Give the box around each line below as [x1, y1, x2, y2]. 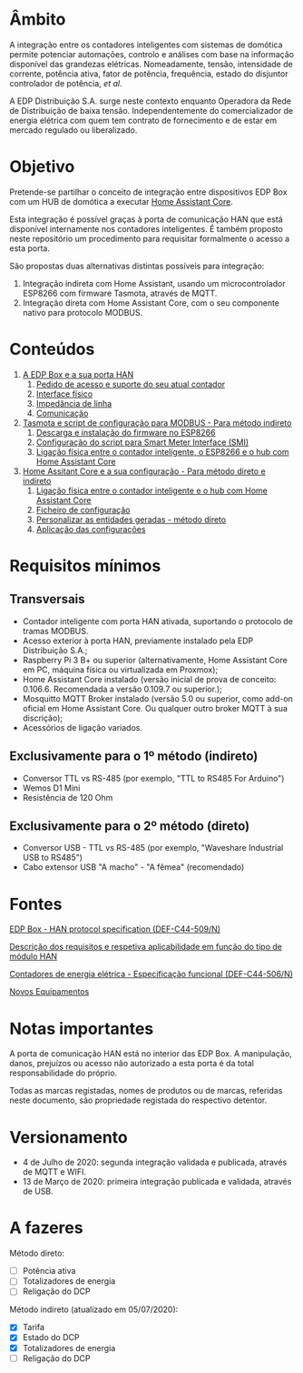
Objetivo [9, 156, 75, 177]
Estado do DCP [22, 1332, 80, 1343]
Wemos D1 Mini [22, 782, 81, 793]
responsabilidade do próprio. [9, 1067, 118, 1078]
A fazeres [9, 1217, 83, 1238]
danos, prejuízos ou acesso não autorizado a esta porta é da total [9, 1058, 254, 1069]
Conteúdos [9, 339, 95, 359]
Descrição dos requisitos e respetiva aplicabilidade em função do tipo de [9, 942, 283, 953]
